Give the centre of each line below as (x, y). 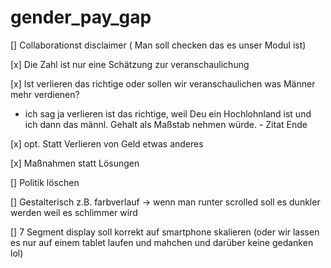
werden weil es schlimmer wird (74, 212)
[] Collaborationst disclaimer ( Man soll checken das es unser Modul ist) (158, 45)
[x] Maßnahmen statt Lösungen (75, 163)
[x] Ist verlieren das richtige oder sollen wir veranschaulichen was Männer (163, 83)
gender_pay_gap (81, 17)
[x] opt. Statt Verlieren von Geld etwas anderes (107, 143)
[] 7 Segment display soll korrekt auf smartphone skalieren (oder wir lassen (165, 232)
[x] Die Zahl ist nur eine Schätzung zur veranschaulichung (130, 64)
